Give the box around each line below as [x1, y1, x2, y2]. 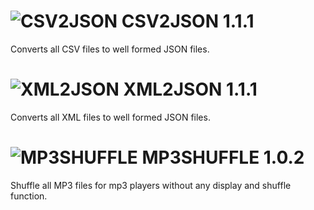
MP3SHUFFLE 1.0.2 [141, 146, 305, 169]
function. [10, 190, 48, 202]
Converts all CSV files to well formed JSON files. [10, 43, 210, 55]
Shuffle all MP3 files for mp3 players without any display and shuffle [10, 179, 292, 191]
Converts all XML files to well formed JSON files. [10, 111, 211, 123]
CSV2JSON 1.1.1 [121, 10, 255, 33]
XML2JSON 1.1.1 [123, 78, 258, 101]
